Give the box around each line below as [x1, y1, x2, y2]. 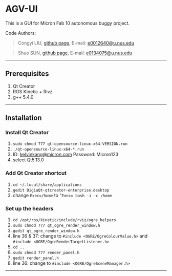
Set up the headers [5, 205, 54, 212]
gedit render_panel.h [12, 256, 59, 261]
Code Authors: [5, 30, 36, 36]
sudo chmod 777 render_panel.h [12, 250, 80, 256]
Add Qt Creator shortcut [5, 169, 67, 177]
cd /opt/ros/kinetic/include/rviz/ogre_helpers [12, 218, 116, 223]
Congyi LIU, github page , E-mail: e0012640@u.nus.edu [17, 39, 135, 46]
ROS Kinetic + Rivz [12, 88, 53, 95]
